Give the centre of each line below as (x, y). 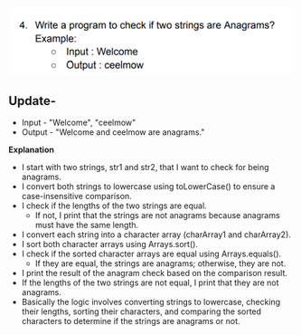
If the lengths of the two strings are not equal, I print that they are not (150, 282)
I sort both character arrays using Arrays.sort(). (109, 244)
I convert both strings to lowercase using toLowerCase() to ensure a (148, 187)
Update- (32, 101)
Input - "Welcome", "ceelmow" (79, 123)
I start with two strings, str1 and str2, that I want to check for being (145, 167)
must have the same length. (87, 225)
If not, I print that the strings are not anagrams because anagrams (158, 215)
